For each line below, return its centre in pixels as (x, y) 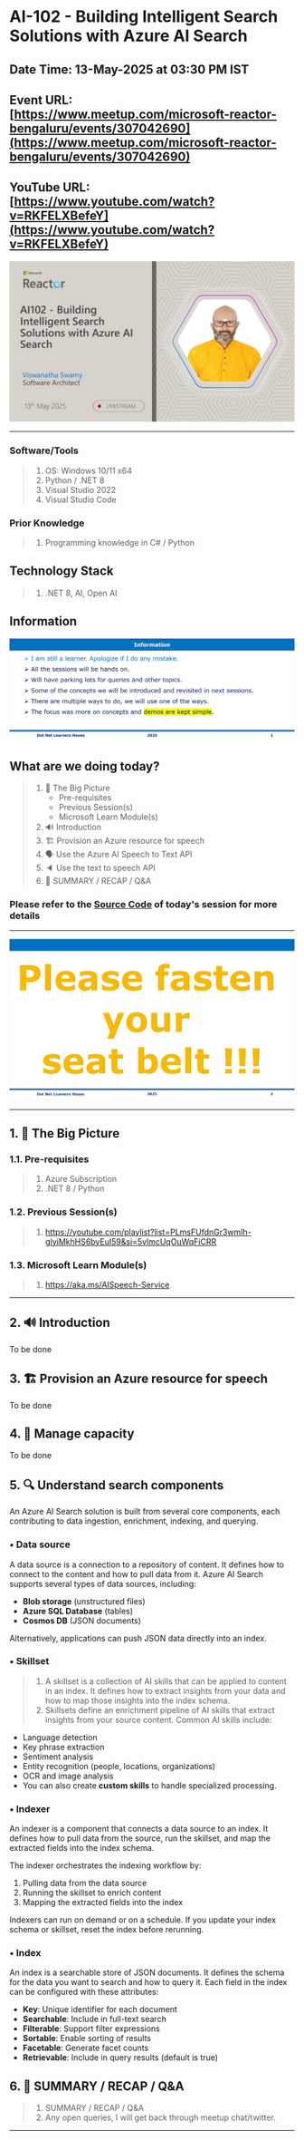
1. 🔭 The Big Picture (65, 1133)
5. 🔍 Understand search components (117, 1485)
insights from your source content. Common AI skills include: (159, 1719)
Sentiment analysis (57, 1757)
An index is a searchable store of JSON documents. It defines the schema (147, 1972)
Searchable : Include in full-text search (95, 2019)
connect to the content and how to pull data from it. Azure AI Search (137, 1574)
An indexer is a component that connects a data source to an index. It (139, 1829)
